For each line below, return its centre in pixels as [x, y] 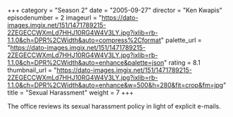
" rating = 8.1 [182, 62]
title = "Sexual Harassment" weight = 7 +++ [70, 92]
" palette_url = [181, 40]
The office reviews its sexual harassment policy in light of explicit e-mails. [114, 106]
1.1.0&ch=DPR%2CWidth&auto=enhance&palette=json [86, 62]
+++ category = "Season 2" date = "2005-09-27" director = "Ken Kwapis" [115, 10]
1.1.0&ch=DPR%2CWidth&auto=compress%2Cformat [84, 40]
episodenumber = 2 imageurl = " [55, 18]
